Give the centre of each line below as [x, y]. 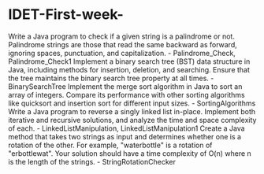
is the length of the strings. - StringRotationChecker [92, 161]
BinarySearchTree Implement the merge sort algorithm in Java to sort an [125, 86]
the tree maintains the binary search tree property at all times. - [111, 78]
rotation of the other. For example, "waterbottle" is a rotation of [110, 145]
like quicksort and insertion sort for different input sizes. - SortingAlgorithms [132, 103]
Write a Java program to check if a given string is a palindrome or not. [121, 36]
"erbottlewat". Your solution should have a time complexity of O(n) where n [130, 153]
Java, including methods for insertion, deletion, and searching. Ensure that [129, 69]
